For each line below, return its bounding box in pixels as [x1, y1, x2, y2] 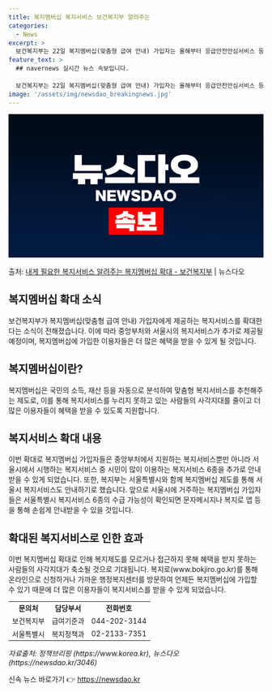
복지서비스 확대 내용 [8, 432, 102, 445]
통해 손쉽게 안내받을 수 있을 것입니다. [16, 505, 134, 515]
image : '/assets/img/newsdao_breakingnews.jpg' [8, 90, 172, 98]
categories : [8, 21, 49, 30]
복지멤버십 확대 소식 [8, 293, 102, 307]
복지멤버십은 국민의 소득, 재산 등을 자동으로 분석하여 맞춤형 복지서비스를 [8, 385, 236, 395]
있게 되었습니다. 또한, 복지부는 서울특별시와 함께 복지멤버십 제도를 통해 [32, 475, 255, 484]
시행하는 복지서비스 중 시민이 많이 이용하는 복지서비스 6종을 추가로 [36, 465, 247, 475]
